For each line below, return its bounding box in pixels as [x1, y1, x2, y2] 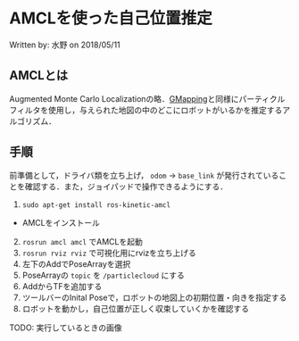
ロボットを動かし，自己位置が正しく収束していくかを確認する [21, 303, 250, 313]
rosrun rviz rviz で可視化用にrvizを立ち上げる [21, 247, 196, 258]
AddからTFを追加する [21, 280, 103, 291]
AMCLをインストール [21, 217, 100, 228]
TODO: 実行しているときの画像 [9, 322, 122, 333]
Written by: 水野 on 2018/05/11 [9, 39, 120, 50]
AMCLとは [9, 68, 69, 83]
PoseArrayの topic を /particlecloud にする [21, 270, 186, 280]
